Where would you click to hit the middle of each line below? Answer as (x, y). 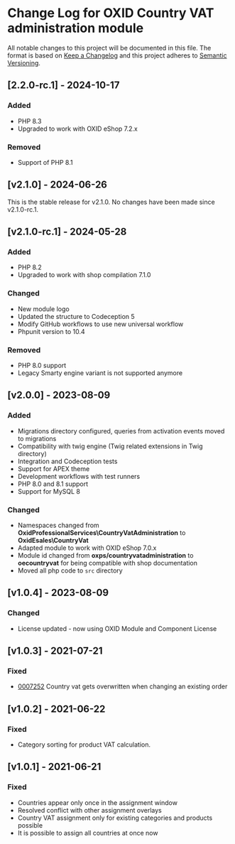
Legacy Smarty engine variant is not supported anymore (100, 373)
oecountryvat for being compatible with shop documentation (107, 563)
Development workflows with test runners (79, 476)
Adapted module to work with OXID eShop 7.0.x (87, 548)
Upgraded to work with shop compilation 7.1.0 (84, 275)
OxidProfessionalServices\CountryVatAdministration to (102, 533)
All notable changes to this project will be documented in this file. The (109, 48)
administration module (76, 28)
